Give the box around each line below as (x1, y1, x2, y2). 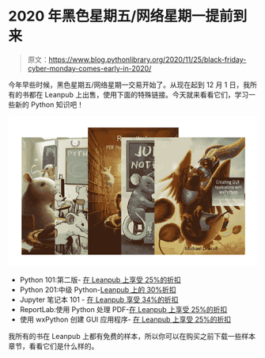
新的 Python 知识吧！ (14, 100, 85, 109)
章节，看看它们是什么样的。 (8, 341, 99, 351)
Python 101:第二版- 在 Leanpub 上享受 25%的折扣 (19, 275, 182, 285)
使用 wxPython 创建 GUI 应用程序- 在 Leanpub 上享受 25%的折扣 (19, 314, 232, 325)
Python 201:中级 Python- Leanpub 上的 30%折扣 (19, 285, 176, 295)
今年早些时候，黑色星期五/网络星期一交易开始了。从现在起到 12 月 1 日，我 (8, 80, 251, 89)
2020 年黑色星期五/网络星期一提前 (8, 7, 233, 25)
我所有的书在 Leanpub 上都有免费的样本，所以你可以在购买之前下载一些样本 (8, 332, 256, 341)
